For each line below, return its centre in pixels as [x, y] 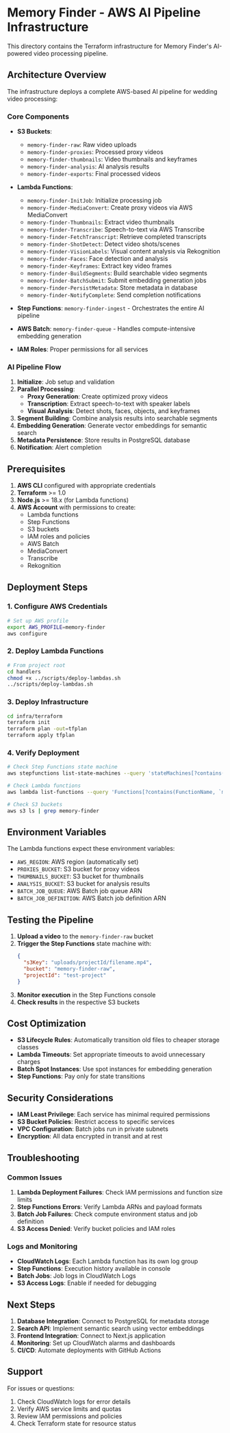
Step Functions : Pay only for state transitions [81, 1076]
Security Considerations [61, 1098]
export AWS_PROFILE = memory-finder [56, 627]
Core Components [38, 116]
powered [20, 53]
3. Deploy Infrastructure [48, 702]
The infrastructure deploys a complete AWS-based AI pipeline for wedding [112, 91]
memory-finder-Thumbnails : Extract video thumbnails [101, 222]
